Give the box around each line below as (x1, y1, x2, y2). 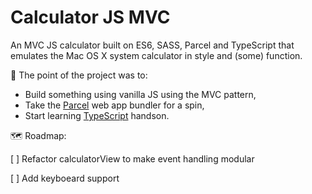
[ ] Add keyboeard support (10, 172, 120, 184)
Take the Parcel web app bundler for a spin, (24, 99, 205, 111)
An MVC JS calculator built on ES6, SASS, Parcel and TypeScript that (10, 39, 295, 51)
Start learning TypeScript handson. (24, 109, 170, 121)
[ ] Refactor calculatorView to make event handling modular (10, 152, 255, 165)
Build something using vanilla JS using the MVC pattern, (24, 88, 257, 100)
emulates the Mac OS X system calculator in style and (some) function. (10, 49, 303, 61)
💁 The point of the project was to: (10, 69, 148, 81)
